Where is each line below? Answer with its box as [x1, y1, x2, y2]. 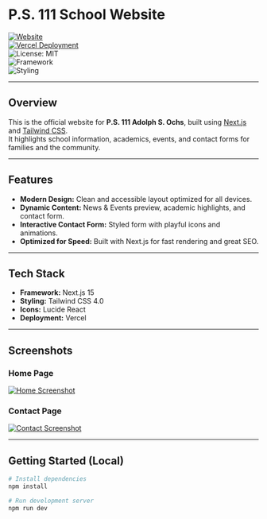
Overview [8, 96, 58, 110]
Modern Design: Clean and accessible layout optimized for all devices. [19, 194, 253, 203]
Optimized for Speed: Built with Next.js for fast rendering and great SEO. [19, 236, 259, 246]
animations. [19, 228, 58, 238]
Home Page [8, 367, 54, 378]
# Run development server [8, 497, 94, 505]
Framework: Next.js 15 [19, 288, 95, 297]
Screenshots [8, 343, 73, 357]
